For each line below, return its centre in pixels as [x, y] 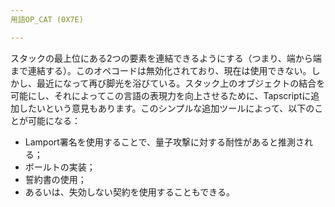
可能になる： [54, 120]
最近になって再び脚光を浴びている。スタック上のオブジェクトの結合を [181, 83]
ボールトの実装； [60, 167]
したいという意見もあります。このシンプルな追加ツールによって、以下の [166, 108]
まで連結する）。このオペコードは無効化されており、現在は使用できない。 [161, 70]
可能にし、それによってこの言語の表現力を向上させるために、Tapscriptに [161, 95]
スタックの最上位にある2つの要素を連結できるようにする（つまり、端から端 [166, 58]
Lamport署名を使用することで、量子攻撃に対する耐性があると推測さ [164, 142]
